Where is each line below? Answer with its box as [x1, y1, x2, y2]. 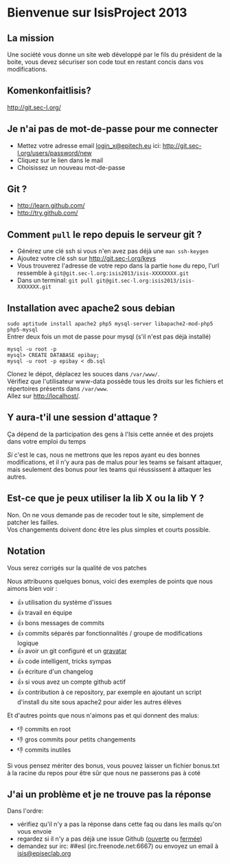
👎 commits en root [16, 724, 71, 733]
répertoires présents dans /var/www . [7, 385, 108, 393]
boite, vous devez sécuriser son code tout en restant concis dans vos [7, 58, 204, 66]
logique [16, 638, 39, 647]
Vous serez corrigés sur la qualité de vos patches [7, 563, 147, 572]
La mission [7, 32, 55, 44]
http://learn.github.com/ [16, 202, 85, 210]
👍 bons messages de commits [16, 618, 105, 627]
